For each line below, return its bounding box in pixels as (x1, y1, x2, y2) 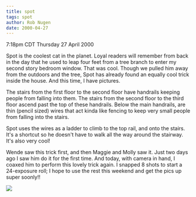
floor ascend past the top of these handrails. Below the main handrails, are (6, 101, 186, 108)
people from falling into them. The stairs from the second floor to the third (6, 95, 184, 102)
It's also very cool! (6, 137, 51, 144)
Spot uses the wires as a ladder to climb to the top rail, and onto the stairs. (6, 125, 185, 132)
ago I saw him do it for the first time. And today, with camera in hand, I (6, 155, 176, 162)
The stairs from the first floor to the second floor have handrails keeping (6, 89, 180, 96)
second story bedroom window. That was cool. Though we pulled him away (6, 65, 188, 72)
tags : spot (6, 14, 33, 20)
